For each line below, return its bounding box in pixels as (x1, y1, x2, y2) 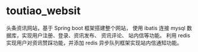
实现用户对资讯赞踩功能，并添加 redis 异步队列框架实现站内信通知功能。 (6, 39, 183, 46)
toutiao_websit (6, 4, 81, 18)
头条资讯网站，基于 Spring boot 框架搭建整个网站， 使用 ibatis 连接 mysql (6, 24, 186, 31)
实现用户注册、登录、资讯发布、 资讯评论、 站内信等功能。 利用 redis (21, 31, 191, 39)
